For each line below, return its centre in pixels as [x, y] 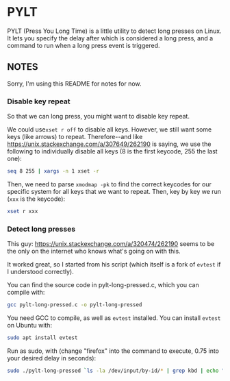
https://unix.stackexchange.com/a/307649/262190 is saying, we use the [109, 144]
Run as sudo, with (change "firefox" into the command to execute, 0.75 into [113, 351]
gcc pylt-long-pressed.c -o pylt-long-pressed [75, 305]
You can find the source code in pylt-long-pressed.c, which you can [103, 285]
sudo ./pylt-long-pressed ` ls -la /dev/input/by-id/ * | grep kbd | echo [113, 371]
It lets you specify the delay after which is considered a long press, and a [110, 38]
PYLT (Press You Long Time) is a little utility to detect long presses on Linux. [114, 31]
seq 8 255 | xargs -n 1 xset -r [53, 171]
